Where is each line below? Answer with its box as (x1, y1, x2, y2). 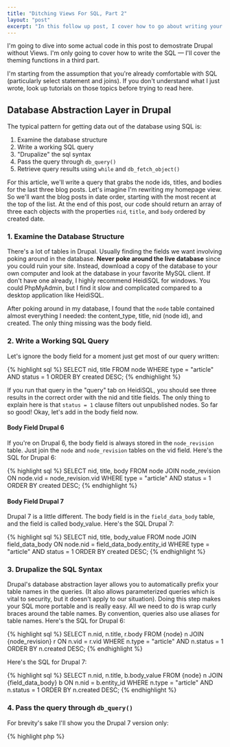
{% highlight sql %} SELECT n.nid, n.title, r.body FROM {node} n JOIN (7, 630, 204, 638)
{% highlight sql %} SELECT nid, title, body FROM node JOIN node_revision (7, 467, 221, 475)
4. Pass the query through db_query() (7, 703, 133, 713)
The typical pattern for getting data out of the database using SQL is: (7, 122, 203, 131)
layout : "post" (7, 16, 51, 23)
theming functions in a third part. (7, 56, 100, 65)
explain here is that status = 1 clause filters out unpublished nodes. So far (7, 400, 218, 409)
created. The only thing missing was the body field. (7, 319, 152, 327)
